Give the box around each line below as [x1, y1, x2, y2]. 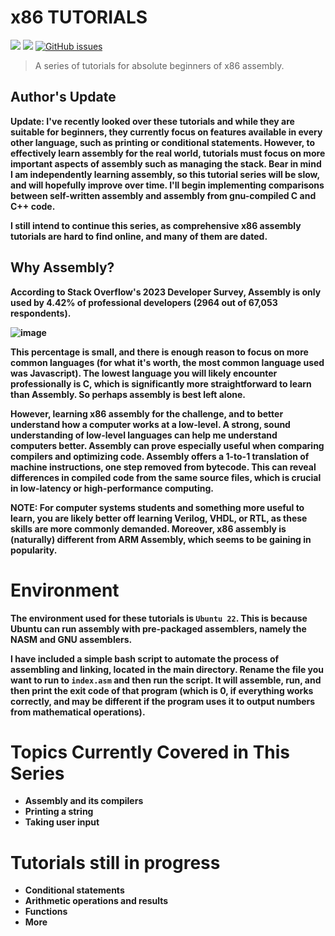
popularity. [10, 544, 58, 556]
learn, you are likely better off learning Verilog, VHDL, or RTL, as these [10, 512, 308, 524]
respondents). [10, 307, 72, 319]
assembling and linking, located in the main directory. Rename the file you [10, 663, 325, 675]
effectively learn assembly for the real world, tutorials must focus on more [10, 147, 326, 159]
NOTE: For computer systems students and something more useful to [10, 501, 305, 513]
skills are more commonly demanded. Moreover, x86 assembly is [10, 522, 287, 535]
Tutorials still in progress [10, 851, 221, 874]
